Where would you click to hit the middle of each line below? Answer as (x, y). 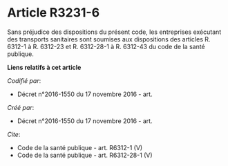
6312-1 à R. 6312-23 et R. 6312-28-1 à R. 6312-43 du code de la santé (106, 46)
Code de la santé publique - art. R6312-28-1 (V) (85, 155)
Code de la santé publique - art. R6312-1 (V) (80, 147)
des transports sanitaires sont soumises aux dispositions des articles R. (109, 39)
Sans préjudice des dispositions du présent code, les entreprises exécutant (114, 32)
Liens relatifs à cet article (44, 67)
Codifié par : (24, 80)
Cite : (14, 134)
